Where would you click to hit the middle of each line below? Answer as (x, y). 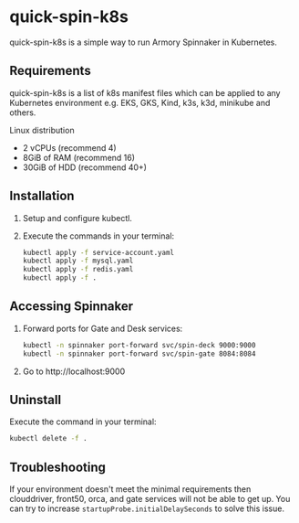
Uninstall (36, 400)
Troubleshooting (58, 467)
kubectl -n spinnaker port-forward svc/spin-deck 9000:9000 (139, 345)
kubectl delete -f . (49, 439)
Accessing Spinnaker (72, 307)
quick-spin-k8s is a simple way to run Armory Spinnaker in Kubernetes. (144, 42)
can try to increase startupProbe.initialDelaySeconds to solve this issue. (147, 508)
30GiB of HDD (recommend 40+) (85, 167)
